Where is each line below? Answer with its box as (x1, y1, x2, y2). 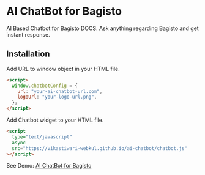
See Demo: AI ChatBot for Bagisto (6, 162, 92, 169)
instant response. (6, 31, 50, 38)
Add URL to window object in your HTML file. (6, 65, 121, 72)
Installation (6, 49, 50, 59)
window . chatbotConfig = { (12, 83, 78, 89)
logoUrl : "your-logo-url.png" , (17, 94, 97, 100)
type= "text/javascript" (12, 133, 72, 140)
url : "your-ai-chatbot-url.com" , (17, 88, 103, 94)
